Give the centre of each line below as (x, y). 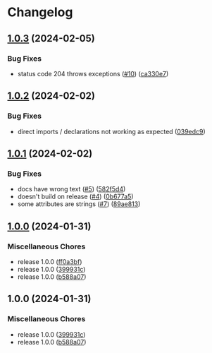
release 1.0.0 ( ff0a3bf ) (50, 261)
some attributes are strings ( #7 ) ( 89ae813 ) (79, 204)
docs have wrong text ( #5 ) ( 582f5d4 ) (71, 189)
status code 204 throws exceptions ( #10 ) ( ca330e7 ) (93, 73)
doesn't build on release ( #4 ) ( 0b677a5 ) (75, 197)
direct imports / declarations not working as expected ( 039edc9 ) (111, 131)
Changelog (40, 12)
